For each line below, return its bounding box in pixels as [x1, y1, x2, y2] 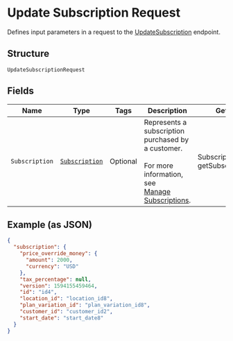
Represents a [144, 117, 187, 127]
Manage [144, 186, 171, 196]
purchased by [144, 134, 189, 144]
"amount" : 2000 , [25, 256, 73, 263]
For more [144, 161, 173, 170]
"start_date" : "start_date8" [19, 314, 104, 322]
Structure [7, 48, 50, 60]
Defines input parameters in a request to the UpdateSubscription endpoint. [7, 28, 221, 36]
